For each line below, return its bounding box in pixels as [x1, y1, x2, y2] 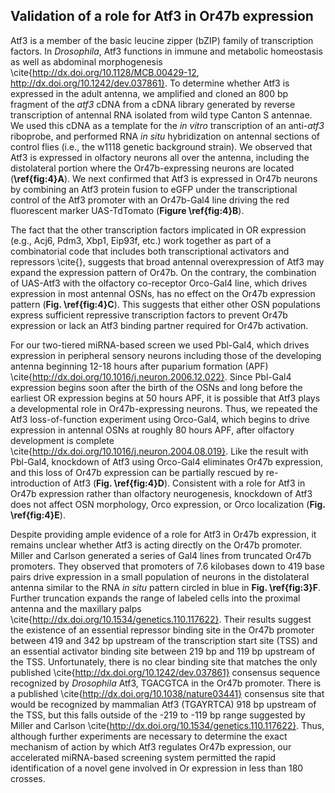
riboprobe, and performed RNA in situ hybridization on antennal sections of [10, 130, 320, 142]
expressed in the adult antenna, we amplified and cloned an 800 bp [10, 87, 289, 99]
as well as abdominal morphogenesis [10, 55, 163, 68]
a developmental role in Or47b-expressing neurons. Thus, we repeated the [10, 402, 318, 414]
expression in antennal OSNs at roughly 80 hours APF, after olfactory [10, 424, 295, 436]
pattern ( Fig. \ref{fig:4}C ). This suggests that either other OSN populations [10, 298, 321, 310]
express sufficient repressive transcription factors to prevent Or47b [10, 309, 288, 321]
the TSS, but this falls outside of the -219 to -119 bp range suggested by [10, 709, 306, 721]
